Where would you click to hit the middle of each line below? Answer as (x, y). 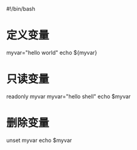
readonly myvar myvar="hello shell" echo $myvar (68, 96)
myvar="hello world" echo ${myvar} (52, 52)
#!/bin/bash (21, 9)
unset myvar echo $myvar (39, 140)
